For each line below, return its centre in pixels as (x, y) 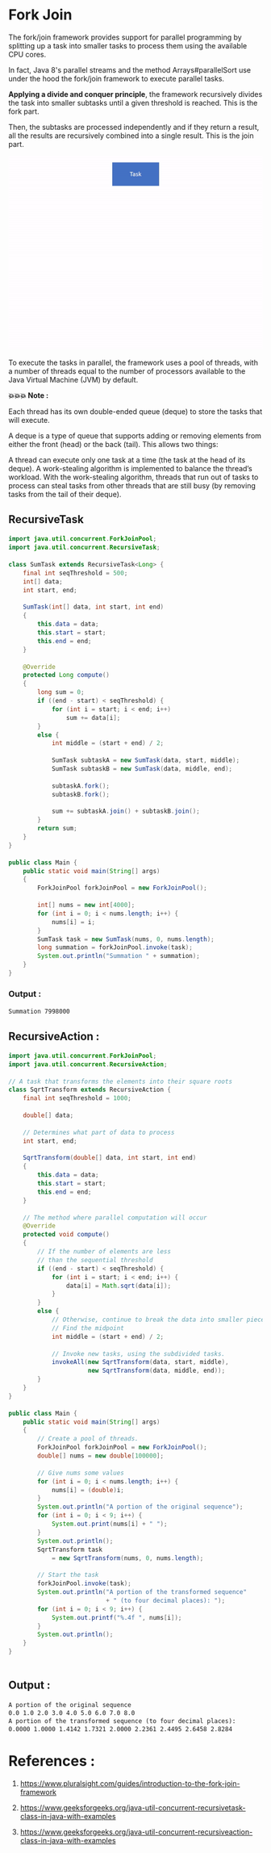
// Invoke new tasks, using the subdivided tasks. (138, 1353)
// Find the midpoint (88, 1328)
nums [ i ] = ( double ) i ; (88, 1490)
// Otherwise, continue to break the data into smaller (147, 1320)
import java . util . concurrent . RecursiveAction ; (88, 1064)
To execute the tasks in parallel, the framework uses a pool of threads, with (133, 362)
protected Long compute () (67, 676)
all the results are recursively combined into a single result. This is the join (131, 136)
